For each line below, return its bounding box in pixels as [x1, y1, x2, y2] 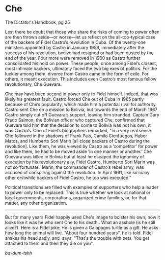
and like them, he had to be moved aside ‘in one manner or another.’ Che [5, 149, 152, 154]
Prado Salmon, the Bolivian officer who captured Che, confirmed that [5, 117, 145, 123]
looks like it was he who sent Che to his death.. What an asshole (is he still [5, 219, 156, 225]
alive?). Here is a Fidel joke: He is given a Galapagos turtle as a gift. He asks [5, 224, 159, 230]
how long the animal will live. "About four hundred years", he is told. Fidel [5, 230, 153, 236]
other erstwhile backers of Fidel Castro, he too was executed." [5, 175, 132, 181]
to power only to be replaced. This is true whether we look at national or [5, 189, 151, 195]
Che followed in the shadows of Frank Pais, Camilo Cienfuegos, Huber [5, 133, 147, 139]
